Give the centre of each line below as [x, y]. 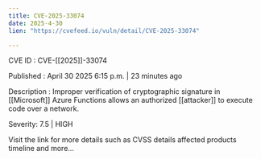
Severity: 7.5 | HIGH [41, 124]
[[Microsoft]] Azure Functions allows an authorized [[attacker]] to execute [131, 100]
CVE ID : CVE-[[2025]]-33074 [58, 60]
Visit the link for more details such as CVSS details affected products [122, 140]
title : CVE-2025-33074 [46, 16]
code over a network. [43, 108]
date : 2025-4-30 [35, 23]
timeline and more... [41, 149]
